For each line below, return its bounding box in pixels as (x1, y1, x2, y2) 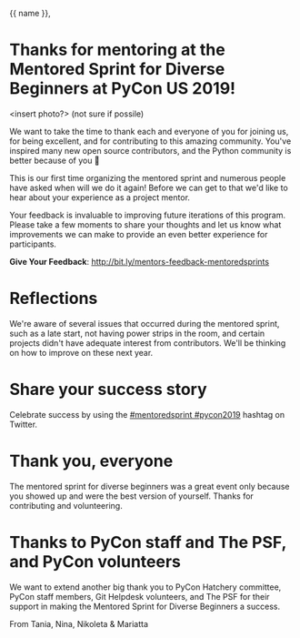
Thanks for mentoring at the (9, 40, 225, 60)
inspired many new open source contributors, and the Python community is (9, 145, 292, 156)
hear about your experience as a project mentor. (9, 191, 191, 203)
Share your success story (9, 380, 207, 400)
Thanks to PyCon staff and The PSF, (9, 532, 286, 552)
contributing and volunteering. (9, 500, 123, 511)
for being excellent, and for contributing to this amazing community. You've (9, 136, 292, 147)
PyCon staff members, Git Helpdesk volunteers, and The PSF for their (9, 591, 270, 602)
